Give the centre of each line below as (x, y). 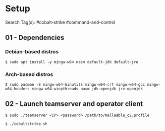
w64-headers (17, 89)
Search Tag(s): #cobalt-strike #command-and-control (60, 22)
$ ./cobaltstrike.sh (27, 124)
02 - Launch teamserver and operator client (74, 104)
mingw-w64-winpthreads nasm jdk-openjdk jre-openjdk (87, 89)
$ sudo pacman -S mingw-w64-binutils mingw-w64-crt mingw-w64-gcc (75, 84)
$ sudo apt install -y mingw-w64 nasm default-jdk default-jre (72, 62)
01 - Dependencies (35, 38)
